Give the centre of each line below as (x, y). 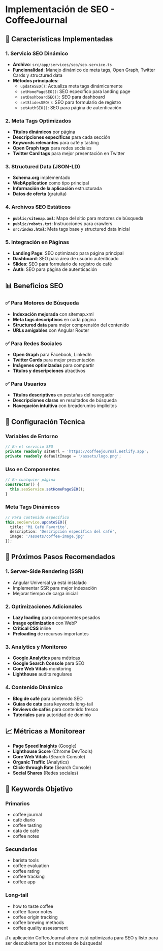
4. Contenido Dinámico (34, 687)
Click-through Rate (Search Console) (52, 768)
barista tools (26, 861)
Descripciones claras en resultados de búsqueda (65, 401)
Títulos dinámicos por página (44, 132)
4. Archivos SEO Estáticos (38, 207)
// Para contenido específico (37, 517)
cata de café (26, 831)
